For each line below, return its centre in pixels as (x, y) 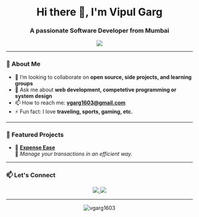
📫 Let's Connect (31, 175)
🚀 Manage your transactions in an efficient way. (73, 154)
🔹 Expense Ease (35, 148)
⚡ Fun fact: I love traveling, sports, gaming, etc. (74, 111)
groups (24, 83)
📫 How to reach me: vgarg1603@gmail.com (70, 103)
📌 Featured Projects (35, 135)
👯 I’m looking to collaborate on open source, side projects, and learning (103, 77)
